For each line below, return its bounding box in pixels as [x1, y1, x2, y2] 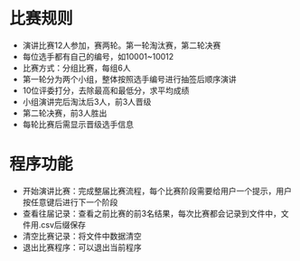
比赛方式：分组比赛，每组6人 [22, 62, 131, 73]
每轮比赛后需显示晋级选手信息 [22, 118, 134, 129]
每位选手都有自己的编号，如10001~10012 [22, 51, 174, 61]
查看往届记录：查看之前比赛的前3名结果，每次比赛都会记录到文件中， [22, 208, 282, 219]
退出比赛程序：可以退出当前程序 [22, 241, 142, 253]
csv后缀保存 [40, 219, 87, 230]
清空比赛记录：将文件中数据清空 [22, 230, 142, 241]
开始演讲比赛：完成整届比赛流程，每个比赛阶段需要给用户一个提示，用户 [22, 185, 292, 196]
